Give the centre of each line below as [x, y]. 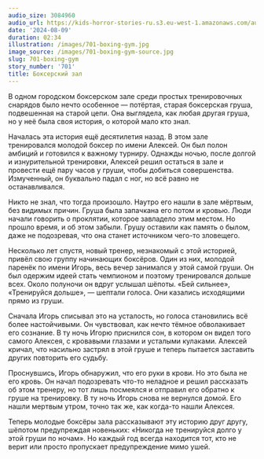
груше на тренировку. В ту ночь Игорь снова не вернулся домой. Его [125, 398]
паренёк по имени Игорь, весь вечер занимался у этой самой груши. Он [131, 267]
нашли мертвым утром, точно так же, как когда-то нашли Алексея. [121, 406]
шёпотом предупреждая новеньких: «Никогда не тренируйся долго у [125, 430]
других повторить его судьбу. [58, 358]
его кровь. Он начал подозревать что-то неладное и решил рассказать [128, 381]
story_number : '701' [42, 67]
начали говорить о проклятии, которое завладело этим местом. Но [122, 218]
